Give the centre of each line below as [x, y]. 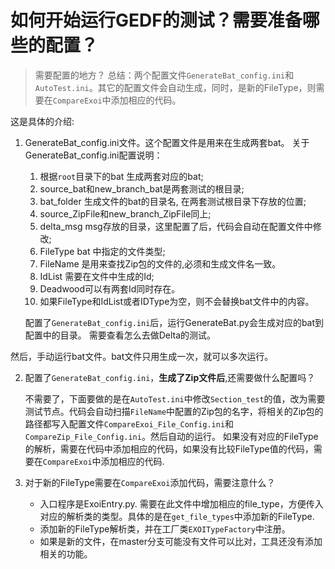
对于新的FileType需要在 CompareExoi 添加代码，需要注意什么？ [150, 482]
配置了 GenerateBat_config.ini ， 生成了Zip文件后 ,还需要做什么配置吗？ [170, 377]
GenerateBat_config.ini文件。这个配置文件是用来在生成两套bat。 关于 [167, 142]
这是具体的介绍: [42, 121]
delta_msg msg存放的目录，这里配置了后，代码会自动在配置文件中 [176, 226]
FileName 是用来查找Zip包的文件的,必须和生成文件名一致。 [160, 263]
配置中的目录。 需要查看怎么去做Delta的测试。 [120, 335]
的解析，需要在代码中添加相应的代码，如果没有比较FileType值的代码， [169, 448]
